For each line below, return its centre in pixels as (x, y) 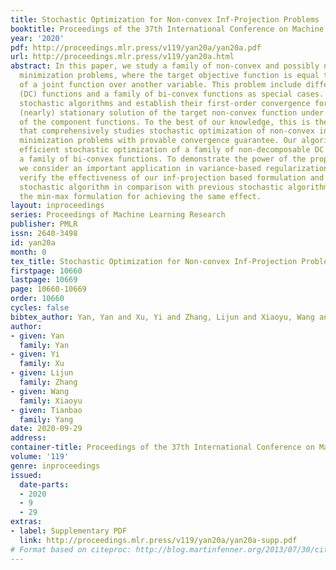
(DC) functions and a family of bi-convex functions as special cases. (172, 94)
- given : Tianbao (46, 410)
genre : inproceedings (55, 466)
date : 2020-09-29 (46, 429)
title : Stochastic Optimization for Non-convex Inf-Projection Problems (165, 19)
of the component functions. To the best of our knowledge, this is (165, 122)
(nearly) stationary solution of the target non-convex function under (172, 112)
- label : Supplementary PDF (69, 531)
